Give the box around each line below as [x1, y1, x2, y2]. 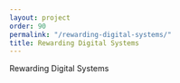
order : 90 [9, 22, 47, 31]
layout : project [9, 13, 71, 23]
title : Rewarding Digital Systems [9, 38, 140, 48]
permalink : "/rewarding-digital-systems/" [9, 30, 172, 39]
